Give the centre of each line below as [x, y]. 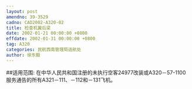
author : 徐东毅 [23, 55]
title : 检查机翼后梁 [28, 28]
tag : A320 [18, 44]
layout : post [22, 11]
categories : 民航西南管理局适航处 [44, 50]
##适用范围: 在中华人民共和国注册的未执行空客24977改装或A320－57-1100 [96, 72]
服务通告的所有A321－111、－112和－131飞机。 [61, 80]
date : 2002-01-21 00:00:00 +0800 [47, 33]
